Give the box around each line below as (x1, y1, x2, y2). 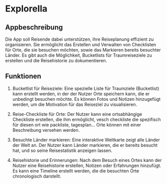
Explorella (5, 3, 47, 15)
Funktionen (5, 72, 41, 81)
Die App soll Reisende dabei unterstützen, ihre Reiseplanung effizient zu (5, 36, 154, 42)
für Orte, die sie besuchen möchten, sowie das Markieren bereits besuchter (5, 47, 161, 53)
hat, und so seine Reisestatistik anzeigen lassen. (12, 147, 112, 153)
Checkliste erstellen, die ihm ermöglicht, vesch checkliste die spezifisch (12, 116, 161, 122)
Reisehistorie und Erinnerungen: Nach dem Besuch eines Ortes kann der (12, 157, 162, 163)
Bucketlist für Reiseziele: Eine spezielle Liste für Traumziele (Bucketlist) (12, 85, 159, 91)
